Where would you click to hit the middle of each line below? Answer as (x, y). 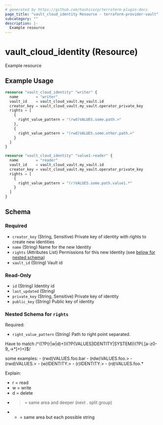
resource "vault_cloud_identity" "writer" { (51, 92)
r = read (20, 383)
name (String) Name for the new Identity (52, 247)
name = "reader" (34, 160)
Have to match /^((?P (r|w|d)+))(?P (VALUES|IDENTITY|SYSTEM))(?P (73, 344)
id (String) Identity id (33, 286)
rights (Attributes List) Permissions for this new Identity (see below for (84, 252)
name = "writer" (34, 97)
